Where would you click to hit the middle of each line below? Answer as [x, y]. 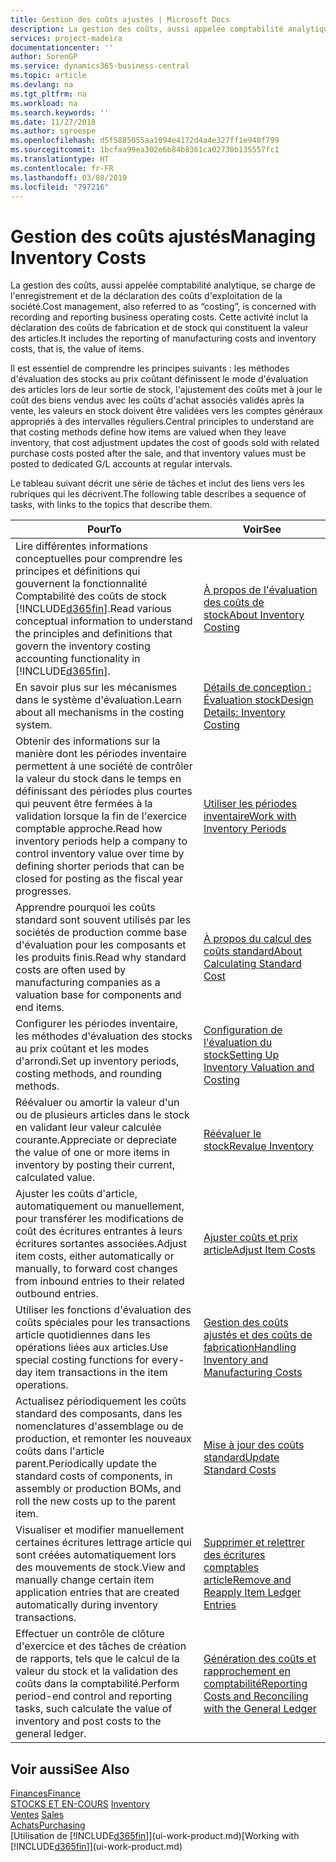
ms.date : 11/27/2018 [53, 122]
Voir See [262, 529]
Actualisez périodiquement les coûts [101, 1401]
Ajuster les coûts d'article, [76, 1194]
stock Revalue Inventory [258, 1146]
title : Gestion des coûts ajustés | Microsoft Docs [120, 19]
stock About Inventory [254, 615]
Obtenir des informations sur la [88, 741]
